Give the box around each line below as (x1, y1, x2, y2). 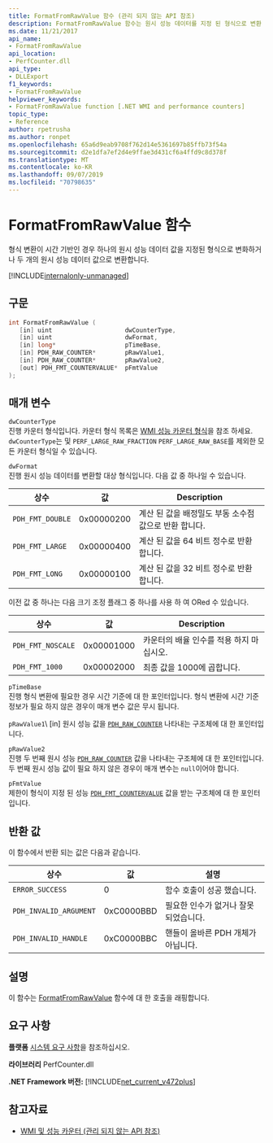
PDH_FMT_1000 (12, 662, 63, 672)
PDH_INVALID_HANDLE (12, 934, 88, 944)
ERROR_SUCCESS (12, 885, 67, 895)
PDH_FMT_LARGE (12, 542, 67, 552)
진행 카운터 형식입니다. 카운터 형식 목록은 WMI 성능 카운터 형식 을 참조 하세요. (8, 426, 253, 436)
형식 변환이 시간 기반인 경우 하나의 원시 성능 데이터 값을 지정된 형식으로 (8, 244, 234, 254)
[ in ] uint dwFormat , (19, 334, 158, 342)
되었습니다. (165, 912, 206, 923)
